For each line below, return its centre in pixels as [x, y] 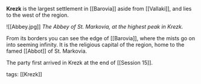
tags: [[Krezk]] [24, 74]
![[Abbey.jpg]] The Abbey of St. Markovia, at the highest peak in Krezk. [95, 27]
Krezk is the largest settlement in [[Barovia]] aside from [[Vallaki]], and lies [99, 9]
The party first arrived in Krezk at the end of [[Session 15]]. [79, 63]
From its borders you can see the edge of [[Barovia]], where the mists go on [101, 38]
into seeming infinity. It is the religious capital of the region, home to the [95, 45]
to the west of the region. [38, 15]
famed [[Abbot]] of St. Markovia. [47, 51]
